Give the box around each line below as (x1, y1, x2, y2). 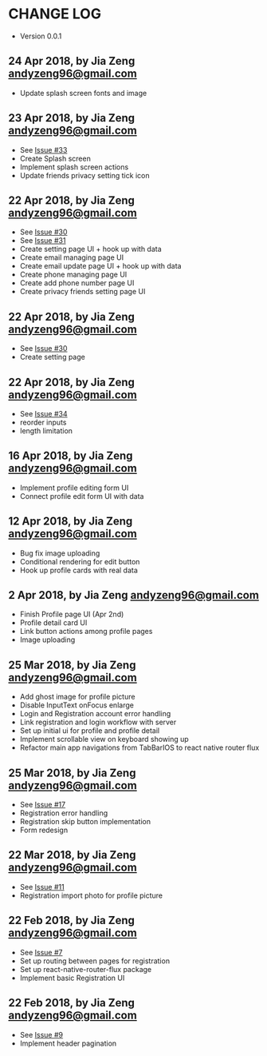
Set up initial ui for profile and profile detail (19, 726, 160, 735)
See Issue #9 (19, 1030, 64, 1039)
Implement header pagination (19, 1038, 117, 1048)
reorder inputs (19, 417, 67, 427)
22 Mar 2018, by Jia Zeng (8, 848, 137, 862)
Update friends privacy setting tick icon (19, 170, 150, 180)
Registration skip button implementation (19, 817, 151, 827)
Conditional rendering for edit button (19, 556, 140, 566)
